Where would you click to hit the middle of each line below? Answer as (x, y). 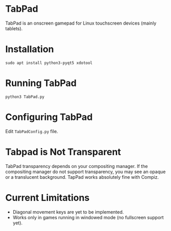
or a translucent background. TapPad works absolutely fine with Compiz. (82, 177)
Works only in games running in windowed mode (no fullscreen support (88, 217)
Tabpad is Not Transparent (63, 152)
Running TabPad (41, 83)
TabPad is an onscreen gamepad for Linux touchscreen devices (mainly (81, 23)
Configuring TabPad (49, 117)
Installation (30, 49)
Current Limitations (47, 197)
